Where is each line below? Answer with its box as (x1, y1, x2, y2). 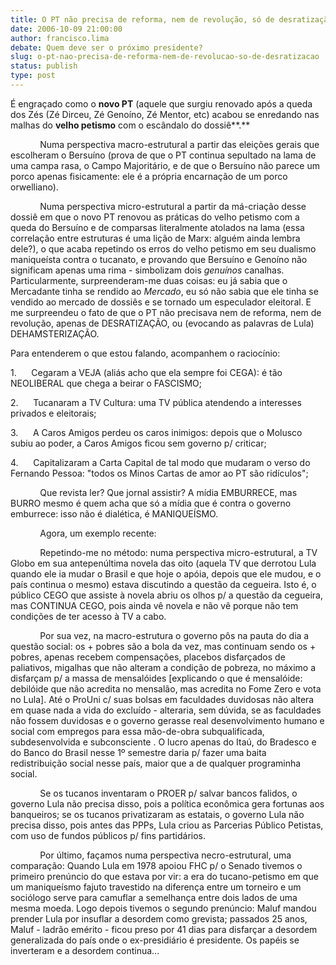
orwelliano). (10, 181, 59, 193)
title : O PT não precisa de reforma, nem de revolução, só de (10, 14, 275, 25)
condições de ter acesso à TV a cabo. (10, 610, 167, 622)
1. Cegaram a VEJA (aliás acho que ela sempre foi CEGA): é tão (10, 366, 283, 378)
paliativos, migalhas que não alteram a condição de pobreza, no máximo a (10, 661, 317, 673)
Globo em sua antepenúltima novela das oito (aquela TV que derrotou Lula (10, 557, 317, 569)
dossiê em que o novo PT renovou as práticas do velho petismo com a (10, 211, 300, 223)
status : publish (10, 61, 78, 71)
